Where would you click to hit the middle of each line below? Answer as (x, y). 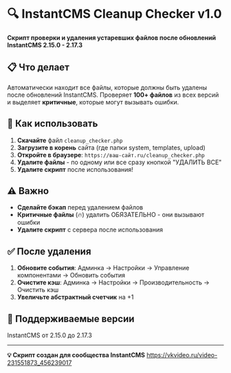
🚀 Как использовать (53, 124)
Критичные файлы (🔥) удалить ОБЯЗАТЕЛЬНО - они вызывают (111, 215)
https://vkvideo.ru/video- (182, 355)
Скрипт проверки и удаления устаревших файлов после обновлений (112, 37)
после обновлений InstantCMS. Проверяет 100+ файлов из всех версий (113, 95)
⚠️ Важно (28, 191)
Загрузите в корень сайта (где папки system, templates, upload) (111, 147)
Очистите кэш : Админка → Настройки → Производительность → (113, 282)
